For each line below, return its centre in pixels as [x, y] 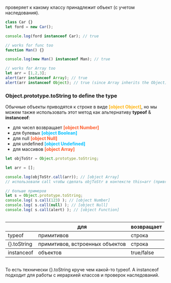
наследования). [22, 13]
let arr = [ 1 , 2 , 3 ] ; [26, 73]
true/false [142, 252]
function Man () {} [25, 50]
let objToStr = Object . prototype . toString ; [52, 159]
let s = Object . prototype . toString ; [44, 196]
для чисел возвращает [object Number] [56, 127]
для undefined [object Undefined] [49, 144]
